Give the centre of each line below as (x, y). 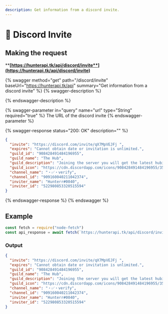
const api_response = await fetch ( (42, 232)
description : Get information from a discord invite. (62, 10)
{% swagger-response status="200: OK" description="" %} (67, 130)
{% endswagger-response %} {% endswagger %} (57, 200)
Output (14, 245)
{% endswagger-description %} (38, 100)
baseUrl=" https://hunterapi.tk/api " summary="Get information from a (76, 85)
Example (19, 216)
